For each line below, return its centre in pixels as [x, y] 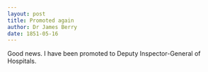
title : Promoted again [41, 20]
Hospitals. [22, 61]
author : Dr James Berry [42, 27]
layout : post [27, 14]
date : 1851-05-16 [33, 34]
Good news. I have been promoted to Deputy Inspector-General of [104, 54]
